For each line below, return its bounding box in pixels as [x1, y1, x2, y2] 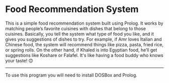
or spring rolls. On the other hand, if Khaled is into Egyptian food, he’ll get [5, 47, 157, 53]
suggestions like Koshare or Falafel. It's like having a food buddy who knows [5, 52, 163, 58]
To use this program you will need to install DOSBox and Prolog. [5, 72, 137, 78]
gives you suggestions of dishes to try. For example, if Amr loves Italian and [5, 36, 162, 42]
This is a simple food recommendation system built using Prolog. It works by [5, 20, 163, 26]
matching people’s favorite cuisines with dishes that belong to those [5, 25, 146, 31]
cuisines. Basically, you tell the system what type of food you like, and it [5, 31, 154, 37]
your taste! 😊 [5, 57, 34, 63]
